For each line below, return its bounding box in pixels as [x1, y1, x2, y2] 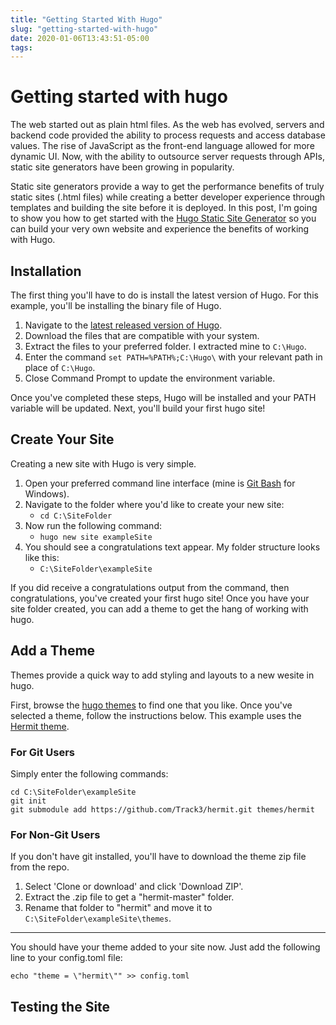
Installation [10, 262, 82, 280]
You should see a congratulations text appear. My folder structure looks [24, 541, 321, 553]
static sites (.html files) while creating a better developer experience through [10, 191, 326, 203]
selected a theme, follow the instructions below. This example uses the [10, 709, 302, 721]
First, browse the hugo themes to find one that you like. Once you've [10, 699, 293, 711]
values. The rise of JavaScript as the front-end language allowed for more [10, 140, 315, 152]
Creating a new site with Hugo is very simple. [10, 457, 197, 470]
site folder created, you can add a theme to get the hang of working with [10, 602, 309, 615]
